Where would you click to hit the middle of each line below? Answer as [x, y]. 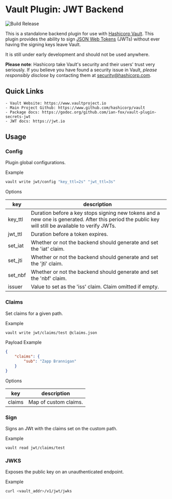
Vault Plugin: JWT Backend [64, 9]
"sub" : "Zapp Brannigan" [50, 362]
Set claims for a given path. [34, 313]
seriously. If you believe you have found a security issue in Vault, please [81, 70]
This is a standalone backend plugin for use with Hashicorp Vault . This [80, 33]
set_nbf [17, 275]
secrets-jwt [18, 116]
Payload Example [24, 343]
